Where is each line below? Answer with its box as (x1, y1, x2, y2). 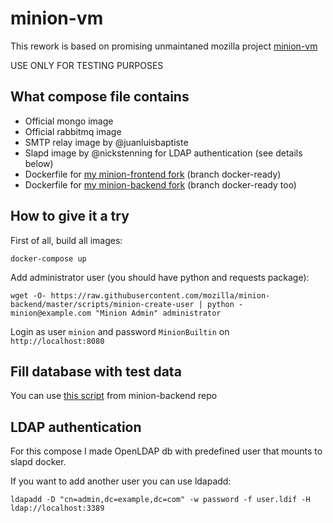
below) (24, 157, 54, 169)
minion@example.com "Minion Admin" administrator (10, 308, 222, 318)
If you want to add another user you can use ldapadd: (10, 475, 232, 487)
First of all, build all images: (10, 234, 123, 246)
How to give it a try (10, 208, 130, 225)
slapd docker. (10, 456, 67, 468)
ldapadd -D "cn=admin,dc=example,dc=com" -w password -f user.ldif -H (10, 495, 311, 505)
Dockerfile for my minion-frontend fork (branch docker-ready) (24, 168, 282, 180)
